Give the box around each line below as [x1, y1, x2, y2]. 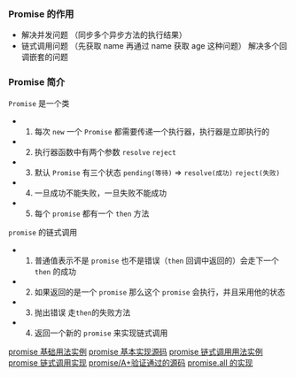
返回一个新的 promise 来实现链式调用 [34, 327, 168, 338]
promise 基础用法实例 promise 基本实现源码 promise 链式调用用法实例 [8, 346, 263, 357]
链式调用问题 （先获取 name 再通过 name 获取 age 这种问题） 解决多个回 [20, 41, 288, 51]
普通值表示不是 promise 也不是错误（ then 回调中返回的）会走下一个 [34, 255, 280, 265]
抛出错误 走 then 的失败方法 [34, 307, 131, 318]
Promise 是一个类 [8, 97, 70, 108]
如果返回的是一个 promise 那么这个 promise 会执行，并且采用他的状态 [34, 286, 285, 297]
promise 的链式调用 [8, 227, 78, 237]
